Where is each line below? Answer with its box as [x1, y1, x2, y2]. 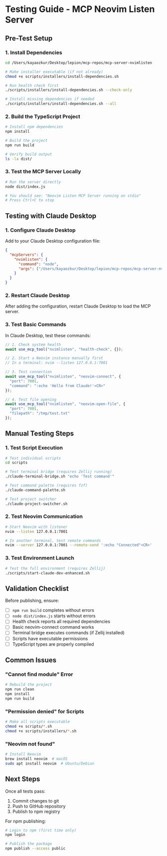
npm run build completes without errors [12, 607, 94, 613]
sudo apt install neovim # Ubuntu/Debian [5, 761, 94, 766]
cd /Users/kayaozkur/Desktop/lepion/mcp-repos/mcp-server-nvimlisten [5, 60, 153, 65]
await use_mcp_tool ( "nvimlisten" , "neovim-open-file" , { [5, 402, 126, 407]
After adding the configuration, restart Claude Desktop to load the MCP [5, 303, 151, 309]
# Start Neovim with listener [5, 524, 68, 529]
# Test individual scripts [5, 455, 61, 460]
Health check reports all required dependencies [12, 618, 110, 625]
